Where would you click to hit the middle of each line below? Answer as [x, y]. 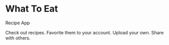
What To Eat [32, 9]
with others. [18, 38]
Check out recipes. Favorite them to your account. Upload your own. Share [85, 32]
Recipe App [17, 23]
